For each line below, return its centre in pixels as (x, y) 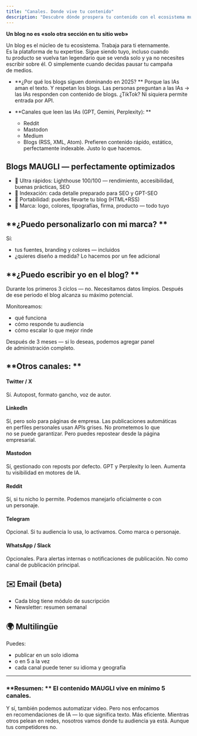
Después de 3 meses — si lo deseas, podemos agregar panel (80, 341)
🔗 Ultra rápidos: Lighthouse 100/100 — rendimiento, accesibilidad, (94, 181)
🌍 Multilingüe (32, 626)
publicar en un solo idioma (47, 655)
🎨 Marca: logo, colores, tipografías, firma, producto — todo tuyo (92, 206)
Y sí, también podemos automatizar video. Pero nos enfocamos (83, 708)
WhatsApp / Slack (28, 545)
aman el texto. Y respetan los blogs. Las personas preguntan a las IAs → (102, 88)
